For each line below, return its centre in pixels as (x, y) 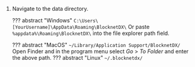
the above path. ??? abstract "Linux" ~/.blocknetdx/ (77, 58)
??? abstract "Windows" (42, 20)
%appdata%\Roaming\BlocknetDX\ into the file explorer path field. (91, 33)
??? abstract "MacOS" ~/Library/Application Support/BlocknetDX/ (96, 45)
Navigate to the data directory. (50, 9)
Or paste (139, 27)
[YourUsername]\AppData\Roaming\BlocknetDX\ (69, 27)
